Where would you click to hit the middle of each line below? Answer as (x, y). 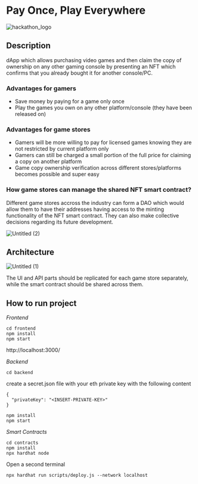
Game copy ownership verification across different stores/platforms (98, 168)
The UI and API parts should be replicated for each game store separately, (98, 278)
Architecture (30, 252)
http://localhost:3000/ (33, 350)
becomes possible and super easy (57, 174)
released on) (30, 114)
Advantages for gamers (41, 88)
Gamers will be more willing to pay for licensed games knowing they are (103, 143)
